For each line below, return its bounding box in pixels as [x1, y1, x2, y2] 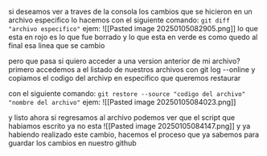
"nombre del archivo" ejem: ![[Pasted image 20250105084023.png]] [8, 98, 236, 106]
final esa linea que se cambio [8, 41, 105, 50]
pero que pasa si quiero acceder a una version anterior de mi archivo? [8, 56, 240, 66]
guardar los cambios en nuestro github [8, 138, 137, 147]
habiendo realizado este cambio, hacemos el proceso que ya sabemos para [8, 130, 260, 139]
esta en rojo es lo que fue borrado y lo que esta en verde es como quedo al [8, 32, 258, 42]
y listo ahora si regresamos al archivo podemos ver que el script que [8, 113, 236, 122]
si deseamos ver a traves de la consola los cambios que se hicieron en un [8, 7, 253, 16]
